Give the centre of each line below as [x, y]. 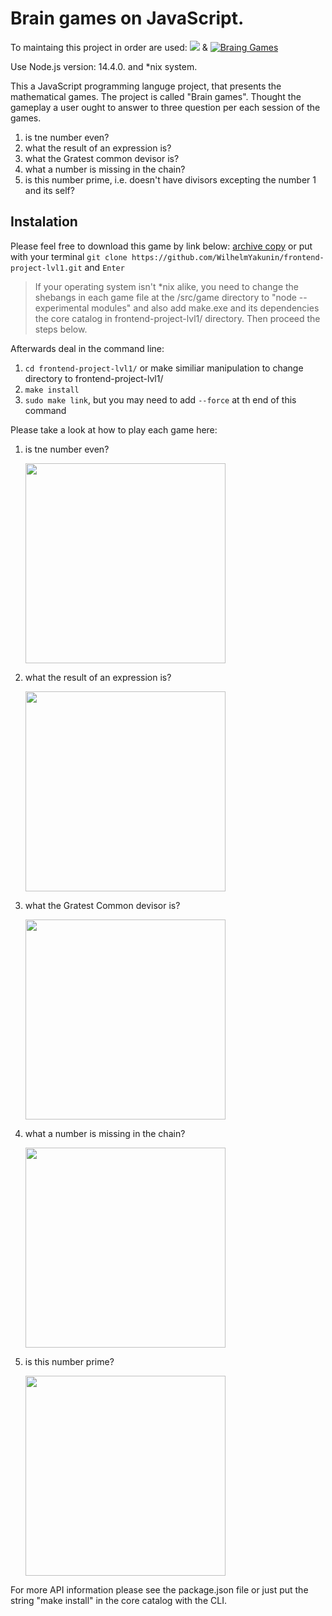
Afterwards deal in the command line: [87, 348]
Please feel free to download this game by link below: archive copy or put [161, 246]
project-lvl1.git [46, 268]
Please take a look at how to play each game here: [114, 429]
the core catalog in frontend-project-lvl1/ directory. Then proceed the [177, 318]
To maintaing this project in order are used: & [109, 47]
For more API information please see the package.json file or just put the [159, 1589]
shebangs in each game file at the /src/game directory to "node [165, 297]
